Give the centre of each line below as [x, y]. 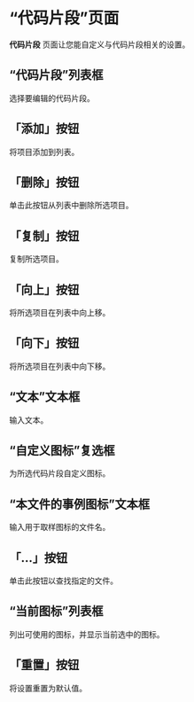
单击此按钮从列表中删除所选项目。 [71, 206]
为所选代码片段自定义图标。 [60, 473]
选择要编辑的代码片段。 [52, 97]
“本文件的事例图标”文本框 [80, 504]
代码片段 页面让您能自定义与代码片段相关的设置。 [100, 44]
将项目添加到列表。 [44, 152]
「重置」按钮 [44, 665]
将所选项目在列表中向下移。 [60, 366]
